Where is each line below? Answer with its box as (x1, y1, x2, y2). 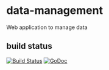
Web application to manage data (6, 24, 88, 31)
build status (6, 41, 53, 51)
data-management (6, 4, 104, 17)
